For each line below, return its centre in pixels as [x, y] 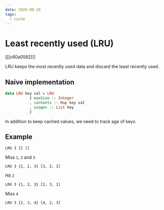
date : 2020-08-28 [23, 10]
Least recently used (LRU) [60, 43]
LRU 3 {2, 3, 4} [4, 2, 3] [33, 203]
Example [19, 137]
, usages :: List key [52, 107]
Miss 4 [12, 194]
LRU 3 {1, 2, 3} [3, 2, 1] [33, 167]
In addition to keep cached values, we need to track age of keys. [71, 121]
